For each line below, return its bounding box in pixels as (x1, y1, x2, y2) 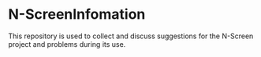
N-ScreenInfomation (8, 5, 146, 23)
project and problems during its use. (8, 39, 126, 48)
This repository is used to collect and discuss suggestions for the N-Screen (8, 31, 254, 41)
